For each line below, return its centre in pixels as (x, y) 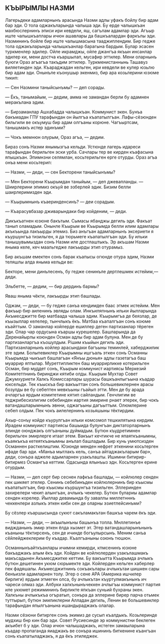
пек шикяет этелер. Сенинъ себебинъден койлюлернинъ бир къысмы (79, 482)
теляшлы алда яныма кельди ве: (39, 262)
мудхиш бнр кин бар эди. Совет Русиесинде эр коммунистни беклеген (80, 620)
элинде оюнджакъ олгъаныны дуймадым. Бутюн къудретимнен (73, 430)
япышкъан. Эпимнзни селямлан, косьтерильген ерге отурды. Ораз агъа (81, 157)
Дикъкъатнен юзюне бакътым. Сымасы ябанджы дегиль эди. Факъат (79, 221)
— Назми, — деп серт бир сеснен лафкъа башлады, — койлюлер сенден (82, 477)
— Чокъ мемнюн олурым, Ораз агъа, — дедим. (55, 137)
